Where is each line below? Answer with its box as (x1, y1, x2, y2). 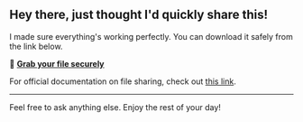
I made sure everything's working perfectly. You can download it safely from (9, 31, 293, 42)
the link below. (9, 41, 63, 52)
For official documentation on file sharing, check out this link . (9, 76, 236, 87)
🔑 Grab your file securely (9, 58, 106, 69)
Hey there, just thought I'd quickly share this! (9, 7, 269, 23)
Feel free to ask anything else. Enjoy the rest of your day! (9, 101, 221, 112)
